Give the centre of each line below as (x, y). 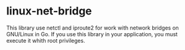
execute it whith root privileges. (46, 40)
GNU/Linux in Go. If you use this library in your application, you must (92, 34)
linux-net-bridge (49, 11)
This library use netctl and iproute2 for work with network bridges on (93, 28)
